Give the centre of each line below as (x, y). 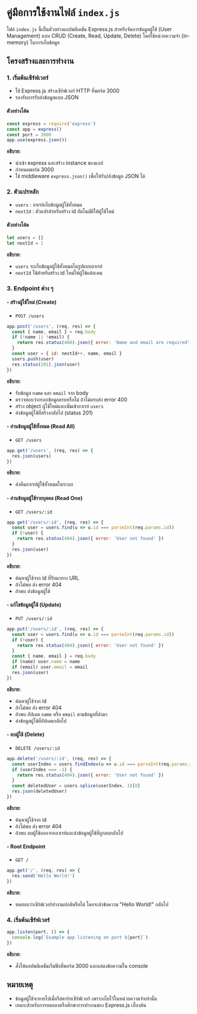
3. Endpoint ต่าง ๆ (30, 288)
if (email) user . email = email (50, 667)
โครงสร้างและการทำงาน (40, 61)
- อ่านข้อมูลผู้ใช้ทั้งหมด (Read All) (41, 426)
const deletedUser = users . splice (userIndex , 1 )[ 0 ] (76, 786)
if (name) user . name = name (46, 662)
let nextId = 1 (25, 243)
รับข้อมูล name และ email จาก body (52, 393)
